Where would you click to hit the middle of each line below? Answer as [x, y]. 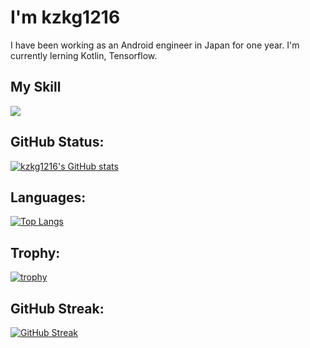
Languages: [48, 197]
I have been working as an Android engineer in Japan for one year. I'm [155, 45]
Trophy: [35, 252]
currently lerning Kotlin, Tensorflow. [84, 55]
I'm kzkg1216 [65, 17]
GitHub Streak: [57, 308]
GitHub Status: [57, 142]
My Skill [36, 87]
